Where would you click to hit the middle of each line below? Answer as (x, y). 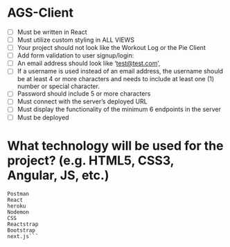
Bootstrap (21, 230)
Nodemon (18, 212)
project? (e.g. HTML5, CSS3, (91, 160)
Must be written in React (52, 32)
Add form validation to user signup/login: (76, 56)
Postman (18, 194)
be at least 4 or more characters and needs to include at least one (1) (116, 79)
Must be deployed (43, 117)
